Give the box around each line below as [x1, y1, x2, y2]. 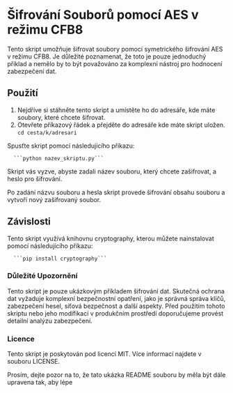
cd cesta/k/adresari [17, 129, 77, 136]
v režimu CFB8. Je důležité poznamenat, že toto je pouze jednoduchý [7, 52, 207, 61]
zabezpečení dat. [7, 67, 57, 75]
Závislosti [7, 216, 51, 228]
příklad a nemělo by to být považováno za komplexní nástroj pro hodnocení [7, 59, 223, 68]
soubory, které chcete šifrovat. [17, 113, 106, 121]
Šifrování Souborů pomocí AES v [7, 7, 200, 23]
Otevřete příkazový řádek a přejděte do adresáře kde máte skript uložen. [17, 121, 225, 129]
